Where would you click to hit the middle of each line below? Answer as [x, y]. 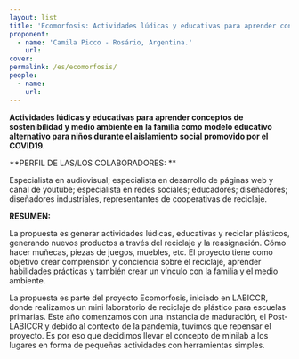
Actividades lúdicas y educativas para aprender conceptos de [126, 117]
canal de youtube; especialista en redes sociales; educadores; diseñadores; [149, 189]
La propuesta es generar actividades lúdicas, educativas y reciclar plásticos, [149, 233]
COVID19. [28, 145]
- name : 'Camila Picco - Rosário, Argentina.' [105, 42]
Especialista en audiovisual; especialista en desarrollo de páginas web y [141, 179]
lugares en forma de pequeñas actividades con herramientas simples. [137, 345]
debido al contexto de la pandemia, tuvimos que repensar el [161, 326]
